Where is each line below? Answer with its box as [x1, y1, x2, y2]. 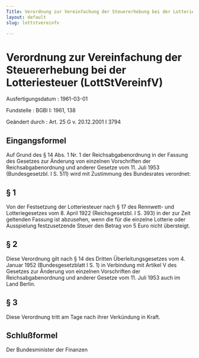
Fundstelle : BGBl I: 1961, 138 [6, 107, 76, 114]
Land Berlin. [6, 280, 36, 287]
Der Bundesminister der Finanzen [6, 346, 88, 353]
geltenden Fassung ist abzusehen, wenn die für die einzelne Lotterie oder [6, 216, 186, 223]
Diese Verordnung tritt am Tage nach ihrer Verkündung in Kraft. [6, 313, 161, 321]
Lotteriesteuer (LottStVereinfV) [6, 75, 163, 89]
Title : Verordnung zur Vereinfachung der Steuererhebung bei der [6, 8, 171, 15]
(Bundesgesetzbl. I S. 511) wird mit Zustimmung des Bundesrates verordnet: [6, 170, 191, 178]
